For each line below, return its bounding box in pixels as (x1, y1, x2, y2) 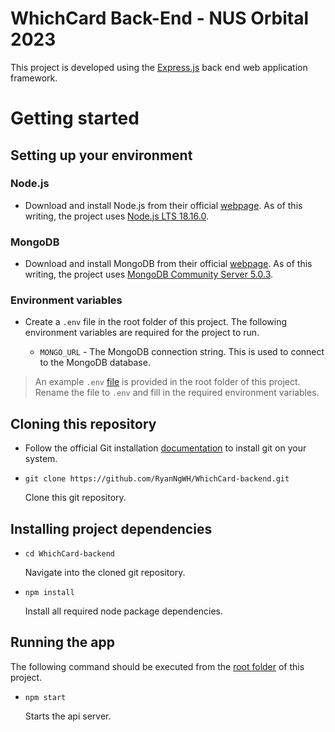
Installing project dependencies (10, 520, 213, 537)
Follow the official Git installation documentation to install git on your (24, 442, 307, 454)
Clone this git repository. (24, 492, 127, 504)
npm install (24, 588, 75, 598)
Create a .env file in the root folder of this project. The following (24, 316, 288, 328)
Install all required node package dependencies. (24, 605, 224, 617)
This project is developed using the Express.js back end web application (10, 61, 308, 73)
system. (24, 453, 58, 465)
